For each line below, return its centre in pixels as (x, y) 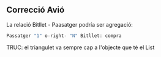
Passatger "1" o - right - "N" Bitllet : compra (64, 36)
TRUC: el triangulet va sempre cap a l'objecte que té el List (80, 47)
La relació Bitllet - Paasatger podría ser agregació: (69, 24)
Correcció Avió (36, 10)
